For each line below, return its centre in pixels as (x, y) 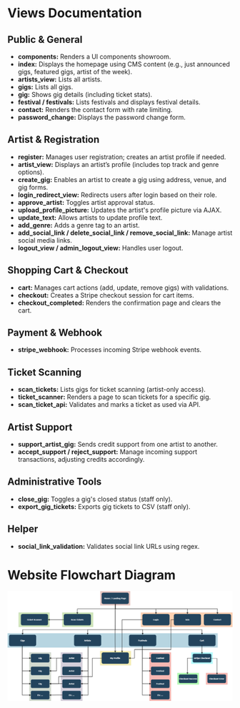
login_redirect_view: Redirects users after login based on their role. (117, 195)
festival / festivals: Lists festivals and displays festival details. (109, 102)
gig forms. (33, 187)
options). (31, 172)
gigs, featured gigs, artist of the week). (75, 72)
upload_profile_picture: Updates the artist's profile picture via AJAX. (120, 210)
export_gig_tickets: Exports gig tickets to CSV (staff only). (104, 506)
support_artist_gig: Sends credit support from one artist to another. (117, 445)
